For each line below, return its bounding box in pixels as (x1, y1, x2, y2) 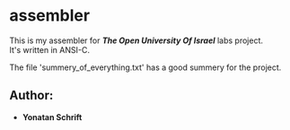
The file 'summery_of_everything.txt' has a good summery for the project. (9, 62, 282, 73)
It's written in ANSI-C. (9, 44, 90, 55)
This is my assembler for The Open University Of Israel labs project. (9, 35, 263, 46)
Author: (9, 88, 54, 103)
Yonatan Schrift (22, 111, 83, 122)
